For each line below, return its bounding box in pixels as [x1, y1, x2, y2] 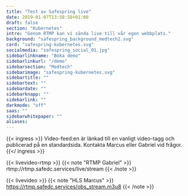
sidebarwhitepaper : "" [6, 113, 62, 119]
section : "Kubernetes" [6, 25, 62, 31]
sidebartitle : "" [6, 75, 49, 81]
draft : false [6, 20, 39, 25]
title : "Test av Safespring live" [6, 8, 92, 15]
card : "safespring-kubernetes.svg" [6, 42, 94, 48]
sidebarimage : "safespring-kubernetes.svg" [6, 69, 116, 75]
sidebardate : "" [6, 86, 46, 92]
